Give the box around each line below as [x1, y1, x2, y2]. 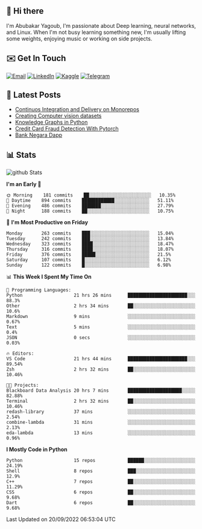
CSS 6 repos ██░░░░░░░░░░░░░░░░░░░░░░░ [6, 489, 196, 496]
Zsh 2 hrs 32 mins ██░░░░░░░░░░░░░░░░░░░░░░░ [6, 366, 196, 372]
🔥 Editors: [6, 351, 34, 357]
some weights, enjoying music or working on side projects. [6, 34, 153, 42]
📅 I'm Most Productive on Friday [6, 219, 89, 226]
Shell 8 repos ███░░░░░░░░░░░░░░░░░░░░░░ [6, 468, 196, 475]
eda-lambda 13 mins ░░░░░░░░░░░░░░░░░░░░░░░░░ [6, 430, 196, 436]
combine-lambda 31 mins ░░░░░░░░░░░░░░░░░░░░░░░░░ [6, 420, 196, 426]
